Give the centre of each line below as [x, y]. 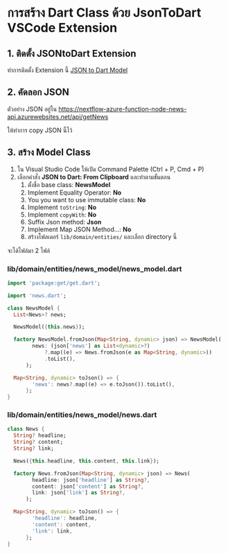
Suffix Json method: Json [64, 222]
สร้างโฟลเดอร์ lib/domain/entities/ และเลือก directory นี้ [102, 236]
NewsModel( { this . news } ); [49, 327]
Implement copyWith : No [62, 214]
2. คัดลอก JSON [38, 92]
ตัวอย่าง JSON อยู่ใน [32, 109]
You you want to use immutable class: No [87, 199]
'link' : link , [52, 531]
